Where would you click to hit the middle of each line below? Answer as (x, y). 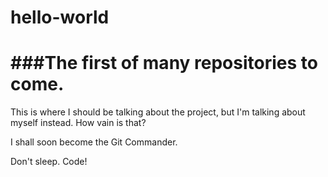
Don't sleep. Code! (49, 162)
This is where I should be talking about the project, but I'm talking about (158, 112)
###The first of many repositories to (164, 63)
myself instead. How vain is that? (78, 123)
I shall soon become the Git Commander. (94, 142)
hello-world (60, 17)
